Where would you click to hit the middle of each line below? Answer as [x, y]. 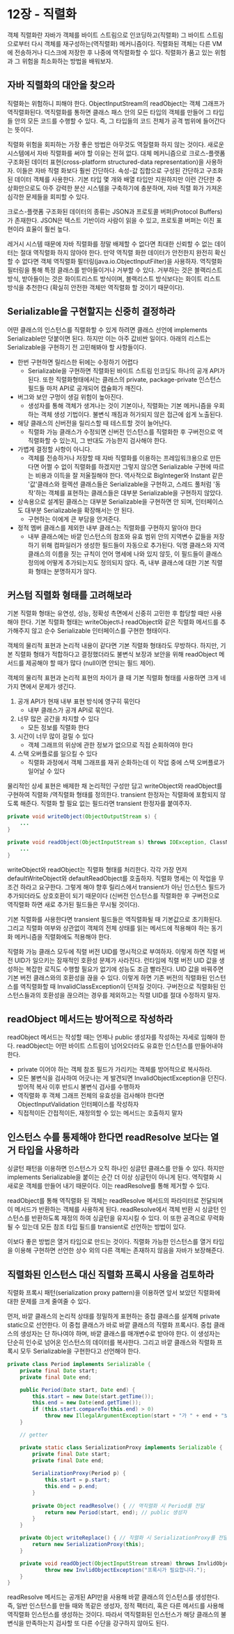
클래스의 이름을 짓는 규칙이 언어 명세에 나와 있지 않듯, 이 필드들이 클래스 [125, 554]
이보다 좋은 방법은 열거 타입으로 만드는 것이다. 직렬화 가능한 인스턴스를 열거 [109, 1242]
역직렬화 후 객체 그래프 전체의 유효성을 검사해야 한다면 [91, 1095]
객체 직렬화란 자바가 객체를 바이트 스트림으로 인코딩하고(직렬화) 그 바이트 [106, 35]
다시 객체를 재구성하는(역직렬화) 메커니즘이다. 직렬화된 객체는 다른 [121, 43]
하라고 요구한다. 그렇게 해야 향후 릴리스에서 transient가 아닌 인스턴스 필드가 [123, 887]
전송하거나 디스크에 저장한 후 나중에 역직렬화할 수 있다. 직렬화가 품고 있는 [114, 52]
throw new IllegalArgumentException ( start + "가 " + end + [131, 1416]
